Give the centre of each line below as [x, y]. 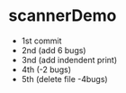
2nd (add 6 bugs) [54, 50]
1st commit [41, 41]
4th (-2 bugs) [46, 70]
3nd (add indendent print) [69, 60]
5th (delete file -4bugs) [65, 79]
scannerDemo [63, 16]
